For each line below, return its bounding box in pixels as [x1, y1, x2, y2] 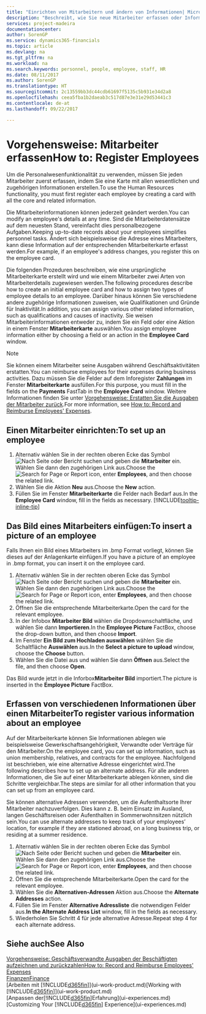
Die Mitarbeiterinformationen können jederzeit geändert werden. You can [6, 209, 190, 216]
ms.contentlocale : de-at [6, 100, 70, 106]
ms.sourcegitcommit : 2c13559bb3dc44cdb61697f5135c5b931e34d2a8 [6, 89, 172, 95]
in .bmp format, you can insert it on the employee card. [6, 560, 145, 567]
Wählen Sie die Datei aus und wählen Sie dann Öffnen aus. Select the [15, 657, 190, 664]
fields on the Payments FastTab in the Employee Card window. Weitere [6, 387, 187, 395]
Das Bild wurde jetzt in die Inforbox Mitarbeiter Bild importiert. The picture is [6, 675, 197, 682]
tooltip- [180, 497, 199, 504]
